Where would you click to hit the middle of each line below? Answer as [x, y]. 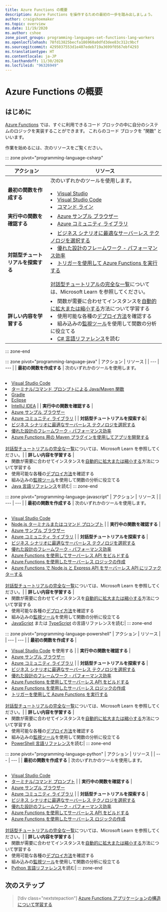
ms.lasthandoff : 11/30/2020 [34, 61]
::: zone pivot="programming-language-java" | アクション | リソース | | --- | [82, 362]
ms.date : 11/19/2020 [27, 28]
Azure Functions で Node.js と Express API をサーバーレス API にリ [80, 568]
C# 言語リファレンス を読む [88, 339]
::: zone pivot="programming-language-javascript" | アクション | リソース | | [83, 497]
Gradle [18, 395]
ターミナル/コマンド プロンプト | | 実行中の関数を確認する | [72, 782]
